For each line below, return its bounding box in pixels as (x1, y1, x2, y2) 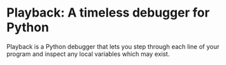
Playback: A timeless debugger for (6, 5, 210, 21)
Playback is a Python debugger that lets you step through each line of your (6, 42, 220, 50)
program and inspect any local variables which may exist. (6, 50, 170, 58)
